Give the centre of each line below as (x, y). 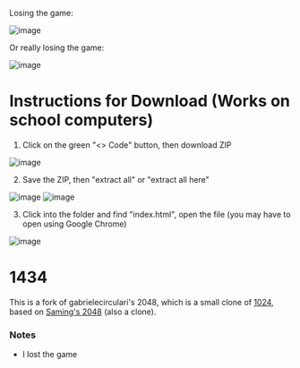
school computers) (81, 120)
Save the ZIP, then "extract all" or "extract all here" (116, 179)
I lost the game (50, 355)
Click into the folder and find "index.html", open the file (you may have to (156, 214)
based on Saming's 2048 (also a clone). (83, 312)
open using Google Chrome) (74, 224)
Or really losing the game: (57, 47)
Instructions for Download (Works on (150, 101)
